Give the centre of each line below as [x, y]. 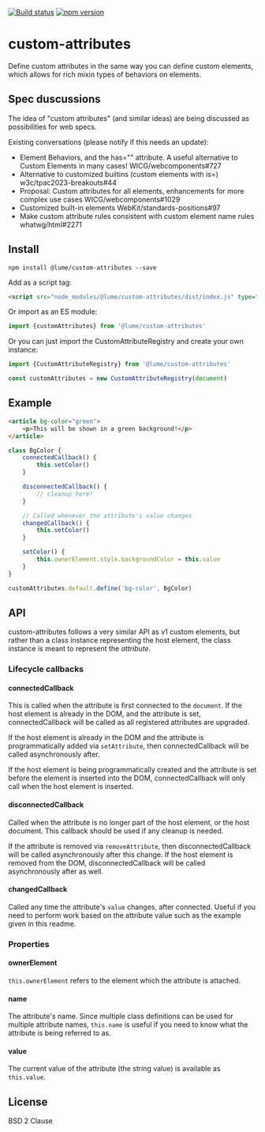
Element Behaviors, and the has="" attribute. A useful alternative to [129, 157]
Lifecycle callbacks [46, 670]
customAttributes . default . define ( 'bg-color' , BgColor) [100, 588]
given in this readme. [42, 923]
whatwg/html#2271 [51, 225]
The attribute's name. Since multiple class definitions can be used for [121, 1017]
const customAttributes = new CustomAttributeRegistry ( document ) [118, 379]
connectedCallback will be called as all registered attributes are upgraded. [129, 723]
